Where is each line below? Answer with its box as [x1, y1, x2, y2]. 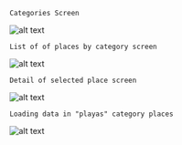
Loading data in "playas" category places [9, 109, 174, 119]
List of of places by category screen [9, 42, 157, 51]
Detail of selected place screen [9, 76, 137, 85]
